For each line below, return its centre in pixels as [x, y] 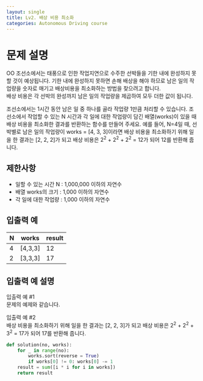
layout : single [26, 12]
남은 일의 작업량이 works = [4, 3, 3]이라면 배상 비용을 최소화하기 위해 [105, 132]
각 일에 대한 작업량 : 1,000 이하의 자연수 [62, 199]
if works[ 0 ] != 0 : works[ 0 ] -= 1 [71, 362]
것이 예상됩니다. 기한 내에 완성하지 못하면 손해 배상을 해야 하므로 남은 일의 [100, 81]
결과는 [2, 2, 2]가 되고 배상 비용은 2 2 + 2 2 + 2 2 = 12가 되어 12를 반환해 [103, 139]
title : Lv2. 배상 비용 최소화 [40, 18]
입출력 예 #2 [21, 318]
